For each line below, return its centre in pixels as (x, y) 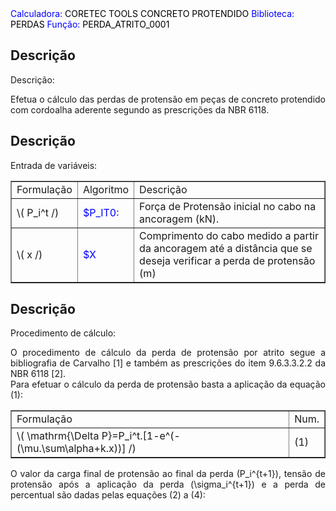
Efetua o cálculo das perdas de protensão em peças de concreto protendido (168, 99)
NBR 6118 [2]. (38, 374)
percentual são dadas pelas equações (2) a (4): (108, 495)
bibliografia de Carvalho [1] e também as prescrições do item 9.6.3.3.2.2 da (168, 363)
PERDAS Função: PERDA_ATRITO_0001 (90, 24)
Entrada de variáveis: (54, 165)
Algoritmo (106, 189)
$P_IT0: (101, 212)
